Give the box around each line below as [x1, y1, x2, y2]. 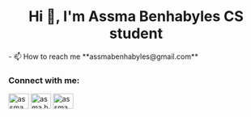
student [108, 24, 164, 43]
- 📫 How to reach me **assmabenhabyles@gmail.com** [8, 52, 198, 61]
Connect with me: [8, 74, 80, 86]
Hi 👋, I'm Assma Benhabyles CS [28, 7, 245, 26]
